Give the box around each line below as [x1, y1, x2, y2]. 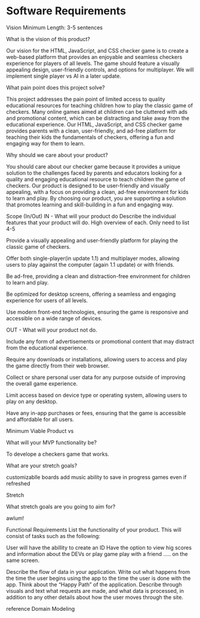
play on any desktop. [6, 398, 58, 405]
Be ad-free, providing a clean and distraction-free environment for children [6, 273, 191, 280]
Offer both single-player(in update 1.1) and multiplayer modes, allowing [6, 255, 180, 262]
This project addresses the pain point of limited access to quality [6, 95, 165, 103]
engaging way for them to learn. [6, 140, 85, 147]
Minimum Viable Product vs [6, 427, 74, 434]
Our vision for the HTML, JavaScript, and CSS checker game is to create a [6, 47, 189, 54]
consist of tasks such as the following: [6, 532, 100, 539]
